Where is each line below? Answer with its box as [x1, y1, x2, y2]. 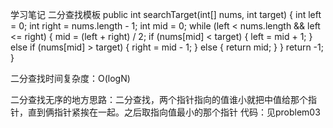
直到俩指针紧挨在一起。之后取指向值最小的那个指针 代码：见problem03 [27, 106, 321, 118]
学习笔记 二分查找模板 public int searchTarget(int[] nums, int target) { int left [10, 9, 322, 20]
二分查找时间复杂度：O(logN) [10, 73, 131, 84]
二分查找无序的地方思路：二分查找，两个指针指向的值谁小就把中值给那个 [10, 94, 308, 105]
